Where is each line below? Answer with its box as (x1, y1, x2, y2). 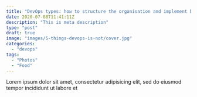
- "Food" (11, 62, 33, 69)
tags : (6, 52, 19, 58)
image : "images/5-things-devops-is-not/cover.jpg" (6, 35, 133, 41)
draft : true (6, 30, 35, 36)
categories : (6, 41, 35, 47)
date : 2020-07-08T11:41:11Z (6, 14, 75, 20)
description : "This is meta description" (6, 19, 109, 25)
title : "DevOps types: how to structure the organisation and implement (6, 8, 188, 15)
